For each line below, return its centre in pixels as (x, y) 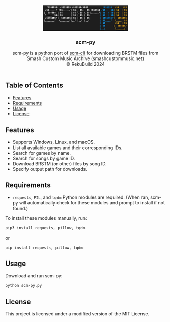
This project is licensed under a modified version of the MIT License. (77, 314)
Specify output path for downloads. (50, 169)
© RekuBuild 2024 (86, 64)
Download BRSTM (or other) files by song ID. (60, 164)
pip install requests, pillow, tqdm (44, 248)
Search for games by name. (42, 153)
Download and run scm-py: (34, 276)
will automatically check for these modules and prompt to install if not (92, 202)
